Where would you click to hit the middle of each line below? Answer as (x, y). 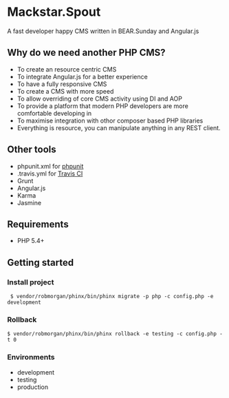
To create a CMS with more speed (65, 91)
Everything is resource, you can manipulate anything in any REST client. (119, 127)
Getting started (41, 262)
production (33, 387)
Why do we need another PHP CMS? (87, 53)
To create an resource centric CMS (67, 69)
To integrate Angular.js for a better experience (82, 76)
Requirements (38, 224)
